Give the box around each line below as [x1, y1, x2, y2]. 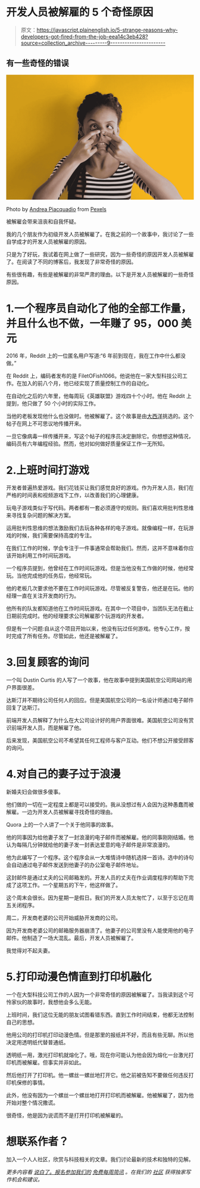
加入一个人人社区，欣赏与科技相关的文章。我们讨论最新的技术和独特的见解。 [6, 1156, 194, 1163]
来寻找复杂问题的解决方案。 [6, 512, 74, 519]
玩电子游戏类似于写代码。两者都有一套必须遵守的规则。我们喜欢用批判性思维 [6, 505, 194, 512]
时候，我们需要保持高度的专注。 [16, 532, 95, 539]
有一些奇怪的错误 [6, 58, 69, 69]
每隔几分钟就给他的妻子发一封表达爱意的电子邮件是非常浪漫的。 [16, 841, 173, 849]
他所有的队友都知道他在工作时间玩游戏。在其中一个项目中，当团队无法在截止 [6, 605, 194, 612]
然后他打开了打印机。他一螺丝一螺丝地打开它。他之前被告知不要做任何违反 [6, 1072, 189, 1079]
